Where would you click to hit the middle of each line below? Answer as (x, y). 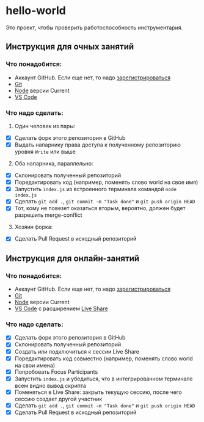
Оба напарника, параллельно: (54, 164)
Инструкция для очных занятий (70, 47)
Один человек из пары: (45, 126)
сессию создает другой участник (58, 399)
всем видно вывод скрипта (50, 385)
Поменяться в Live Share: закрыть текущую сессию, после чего (98, 392)
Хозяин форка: (34, 227)
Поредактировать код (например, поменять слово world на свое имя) (106, 182)
